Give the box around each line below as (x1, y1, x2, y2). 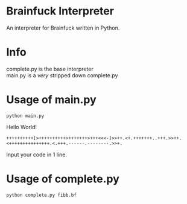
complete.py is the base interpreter (6, 65, 93, 72)
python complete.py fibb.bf (6, 192, 77, 198)
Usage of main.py (6, 93, 97, 107)
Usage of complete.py (6, 172, 119, 185)
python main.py (6, 113, 45, 119)
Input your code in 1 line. (6, 151, 68, 158)
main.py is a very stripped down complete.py (6, 71, 118, 79)
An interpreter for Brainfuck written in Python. (6, 24, 120, 31)
